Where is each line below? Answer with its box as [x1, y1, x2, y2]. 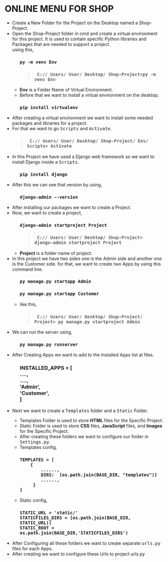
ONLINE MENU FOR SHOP [5, 3, 114, 15]
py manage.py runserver [19, 342, 78, 347]
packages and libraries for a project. [12, 120, 88, 126]
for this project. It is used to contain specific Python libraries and [12, 36, 147, 42]
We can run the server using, [12, 329, 73, 335]
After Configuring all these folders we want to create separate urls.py [12, 540, 161, 546]
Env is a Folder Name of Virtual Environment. [19, 87, 113, 93]
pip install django [19, 171, 68, 177]
